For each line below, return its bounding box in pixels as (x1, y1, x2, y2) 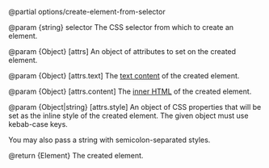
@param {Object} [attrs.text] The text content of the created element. (8, 71, 240, 80)
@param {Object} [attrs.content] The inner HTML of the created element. (8, 86, 252, 96)
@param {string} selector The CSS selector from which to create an (8, 23, 234, 31)
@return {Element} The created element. (8, 151, 144, 160)
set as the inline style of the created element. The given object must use (8, 111, 249, 120)
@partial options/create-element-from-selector (8, 7, 166, 16)
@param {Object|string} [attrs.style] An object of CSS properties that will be (8, 103, 262, 111)
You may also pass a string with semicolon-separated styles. (8, 135, 211, 145)
